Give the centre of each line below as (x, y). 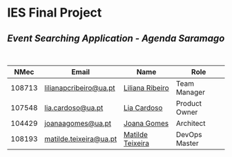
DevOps (189, 135)
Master (187, 143)
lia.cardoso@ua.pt (74, 108)
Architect (191, 123)
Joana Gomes (146, 123)
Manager (191, 92)
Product (189, 103)
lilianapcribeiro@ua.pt (80, 88)
